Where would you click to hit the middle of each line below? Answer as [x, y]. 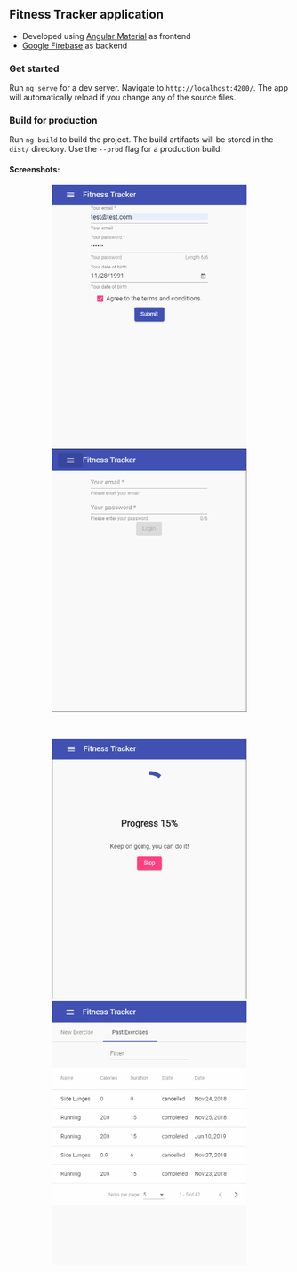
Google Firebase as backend [75, 45]
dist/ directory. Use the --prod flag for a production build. [116, 149]
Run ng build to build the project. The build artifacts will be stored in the [141, 140]
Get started [34, 68]
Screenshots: [35, 169]
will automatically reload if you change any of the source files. [123, 98]
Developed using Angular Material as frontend [106, 36]
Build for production [53, 121]
